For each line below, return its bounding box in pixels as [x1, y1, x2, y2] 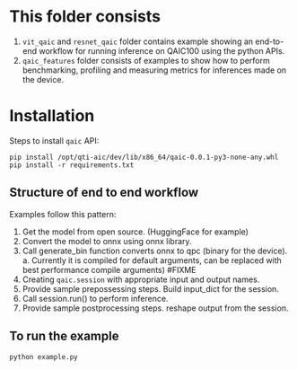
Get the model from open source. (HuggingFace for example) [22, 226, 249, 237]
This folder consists [9, 6, 162, 27]
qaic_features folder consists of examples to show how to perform [22, 55, 271, 66]
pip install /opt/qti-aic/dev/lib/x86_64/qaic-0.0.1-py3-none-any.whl [9, 153, 279, 162]
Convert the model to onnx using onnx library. [22, 235, 192, 246]
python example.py [9, 352, 78, 361]
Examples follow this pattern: [9, 208, 117, 219]
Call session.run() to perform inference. [22, 293, 169, 304]
